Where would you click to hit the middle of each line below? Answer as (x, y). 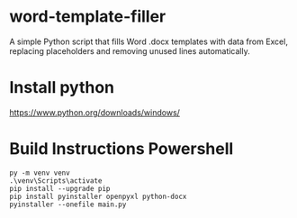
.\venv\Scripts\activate (56, 181)
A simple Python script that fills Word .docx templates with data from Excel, (148, 41)
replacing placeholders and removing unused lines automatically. (130, 50)
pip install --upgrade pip (60, 188)
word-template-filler (88, 17)
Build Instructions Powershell (121, 149)
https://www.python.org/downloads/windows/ (94, 112)
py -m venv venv (40, 173)
